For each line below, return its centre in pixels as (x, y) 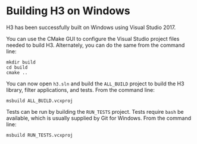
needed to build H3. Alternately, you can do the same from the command (96, 45)
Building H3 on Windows (68, 11)
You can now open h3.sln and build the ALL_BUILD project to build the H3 (95, 84)
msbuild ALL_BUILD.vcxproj (40, 101)
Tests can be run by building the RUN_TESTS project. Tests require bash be (95, 111)
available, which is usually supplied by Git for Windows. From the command (99, 118)
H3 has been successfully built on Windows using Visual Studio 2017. (91, 27)
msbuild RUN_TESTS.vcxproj (40, 135)
